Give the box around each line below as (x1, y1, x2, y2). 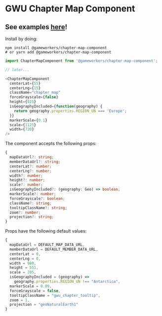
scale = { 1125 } (9, 122, 37, 127)
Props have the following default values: (5, 228, 87, 234)
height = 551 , (9, 265, 39, 270)
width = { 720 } (9, 127, 35, 132)
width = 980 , (9, 261, 37, 265)
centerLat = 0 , (9, 251, 41, 257)
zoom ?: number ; (9, 210, 41, 215)
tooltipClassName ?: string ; (9, 205, 68, 211)
